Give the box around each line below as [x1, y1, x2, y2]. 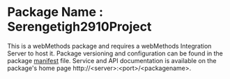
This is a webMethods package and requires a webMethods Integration [7, 42, 212, 50]
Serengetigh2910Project [7, 19, 152, 35]
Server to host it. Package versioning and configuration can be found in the [7, 49, 223, 58]
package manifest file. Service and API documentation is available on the [7, 56, 217, 64]
